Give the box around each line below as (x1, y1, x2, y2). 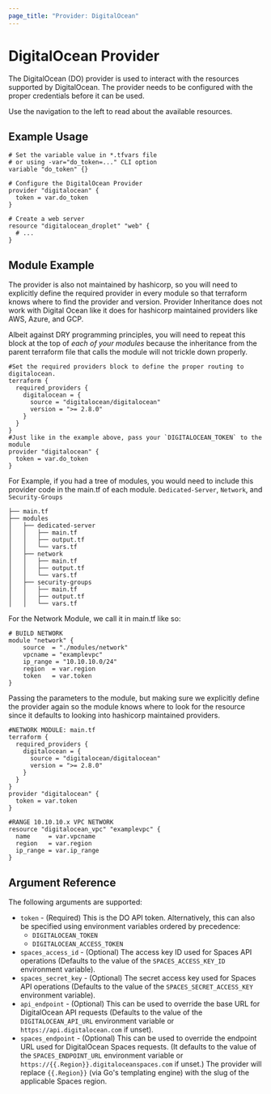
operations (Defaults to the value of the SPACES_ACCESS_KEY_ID (19, 956, 226, 965)
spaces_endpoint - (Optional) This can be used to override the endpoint (19, 1033, 257, 1043)
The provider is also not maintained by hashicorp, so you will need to (8, 280, 239, 290)
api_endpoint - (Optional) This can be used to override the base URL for (19, 999, 260, 1008)
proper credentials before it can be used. (8, 91, 145, 100)
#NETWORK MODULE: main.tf (8, 726, 95, 734)
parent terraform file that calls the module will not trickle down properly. (8, 347, 248, 357)
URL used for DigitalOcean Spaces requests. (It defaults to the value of (19, 1042, 257, 1051)
